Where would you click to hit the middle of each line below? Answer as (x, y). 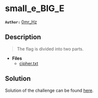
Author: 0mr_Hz (21, 22)
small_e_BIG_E (35, 8)
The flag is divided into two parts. (50, 49)
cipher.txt (29, 63)
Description (23, 37)
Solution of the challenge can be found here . (49, 90)
